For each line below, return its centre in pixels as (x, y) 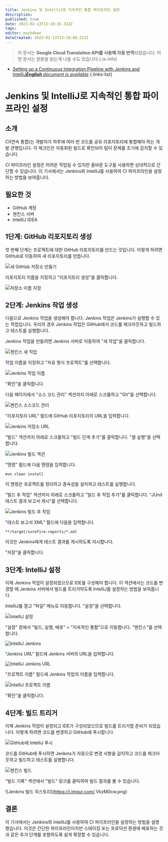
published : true (22, 19)
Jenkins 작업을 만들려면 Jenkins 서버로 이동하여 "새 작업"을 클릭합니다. (75, 341)
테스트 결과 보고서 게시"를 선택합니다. (42, 501)
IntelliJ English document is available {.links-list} (62, 74)
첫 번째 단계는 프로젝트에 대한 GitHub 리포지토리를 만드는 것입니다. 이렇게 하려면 (84, 250)
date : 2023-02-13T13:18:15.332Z (39, 24)
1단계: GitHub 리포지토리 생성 (49, 237)
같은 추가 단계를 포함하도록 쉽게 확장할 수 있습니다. (60, 834)
